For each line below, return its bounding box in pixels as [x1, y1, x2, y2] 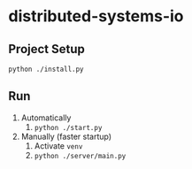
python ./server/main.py [34, 151, 127, 160]
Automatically [20, 112, 72, 123]
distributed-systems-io [8, 6, 184, 27]
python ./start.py [34, 123, 103, 132]
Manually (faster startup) [20, 131, 112, 142]
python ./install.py [8, 65, 85, 73]
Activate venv [34, 140, 83, 151]
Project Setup [8, 42, 86, 57]
